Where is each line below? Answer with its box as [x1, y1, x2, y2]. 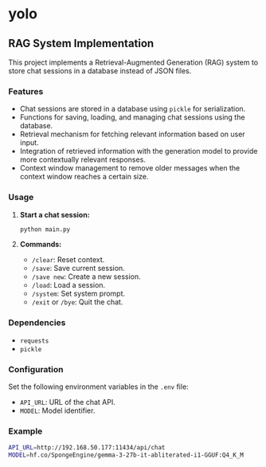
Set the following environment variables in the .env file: [8, 382, 189, 391]
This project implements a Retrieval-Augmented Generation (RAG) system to [8, 57, 259, 67]
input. [19, 138, 39, 147]
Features [8, 85, 44, 96]
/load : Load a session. [31, 281, 106, 290]
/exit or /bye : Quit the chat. [31, 297, 123, 307]
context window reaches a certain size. [19, 172, 149, 182]
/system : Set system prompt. [31, 288, 126, 299]
